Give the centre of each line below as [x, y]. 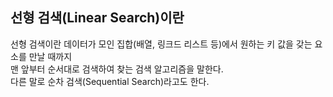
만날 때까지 [50, 56]
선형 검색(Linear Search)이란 [97, 18]
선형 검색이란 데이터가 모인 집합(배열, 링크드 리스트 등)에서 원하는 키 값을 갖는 [161, 44]
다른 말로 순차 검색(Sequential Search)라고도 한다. [110, 81]
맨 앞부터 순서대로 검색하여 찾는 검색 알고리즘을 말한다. [117, 69]
